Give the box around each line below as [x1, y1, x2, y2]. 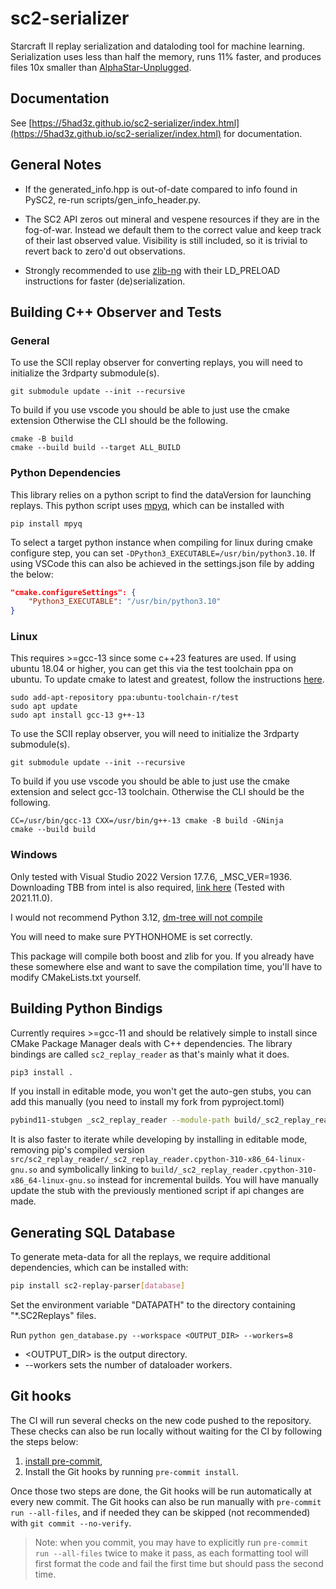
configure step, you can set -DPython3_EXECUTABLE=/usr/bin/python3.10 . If [10, 547, 316, 559]
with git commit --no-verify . [10, 1517, 132, 1529]
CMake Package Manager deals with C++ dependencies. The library [10, 1037, 293, 1049]
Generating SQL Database [10, 1224, 176, 1241]
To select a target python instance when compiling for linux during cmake [10, 536, 313, 548]
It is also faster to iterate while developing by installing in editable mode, [10, 1133, 308, 1146]
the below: [10, 568, 54, 580]
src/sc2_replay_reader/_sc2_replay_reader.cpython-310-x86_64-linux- [10, 1155, 307, 1165]
